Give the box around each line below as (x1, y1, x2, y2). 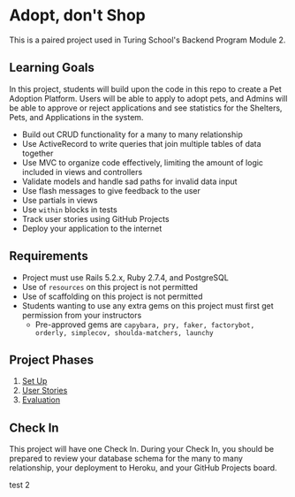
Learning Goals (9, 60, 95, 75)
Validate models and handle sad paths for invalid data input (21, 176, 238, 187)
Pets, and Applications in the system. (9, 111, 144, 122)
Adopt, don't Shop (9, 5, 146, 26)
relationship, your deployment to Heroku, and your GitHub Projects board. (9, 463, 277, 473)
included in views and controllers (21, 166, 143, 177)
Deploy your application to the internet (21, 223, 163, 233)
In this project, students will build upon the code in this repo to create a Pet (9, 83, 283, 94)
